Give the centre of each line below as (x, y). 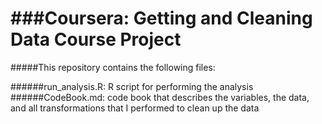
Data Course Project (96, 39)
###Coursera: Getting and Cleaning (161, 18)
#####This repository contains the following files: (113, 67)
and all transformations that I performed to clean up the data (135, 108)
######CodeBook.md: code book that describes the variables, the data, (160, 97)
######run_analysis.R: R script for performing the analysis (132, 86)
